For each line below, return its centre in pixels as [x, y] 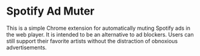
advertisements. [26, 47]
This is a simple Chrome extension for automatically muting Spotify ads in [98, 28]
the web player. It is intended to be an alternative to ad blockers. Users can [100, 34]
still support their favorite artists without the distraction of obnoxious [92, 41]
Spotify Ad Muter [50, 11]
